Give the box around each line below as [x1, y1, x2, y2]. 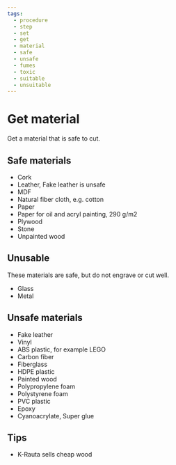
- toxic [13, 68, 36, 75]
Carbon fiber [17, 352, 54, 361]
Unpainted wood [17, 232, 65, 240]
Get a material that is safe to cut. [7, 134, 101, 143]
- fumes [13, 62, 36, 69]
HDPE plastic [17, 367, 55, 376]
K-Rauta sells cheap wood [17, 450, 93, 459]
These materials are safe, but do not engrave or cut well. [7, 271, 169, 279]
